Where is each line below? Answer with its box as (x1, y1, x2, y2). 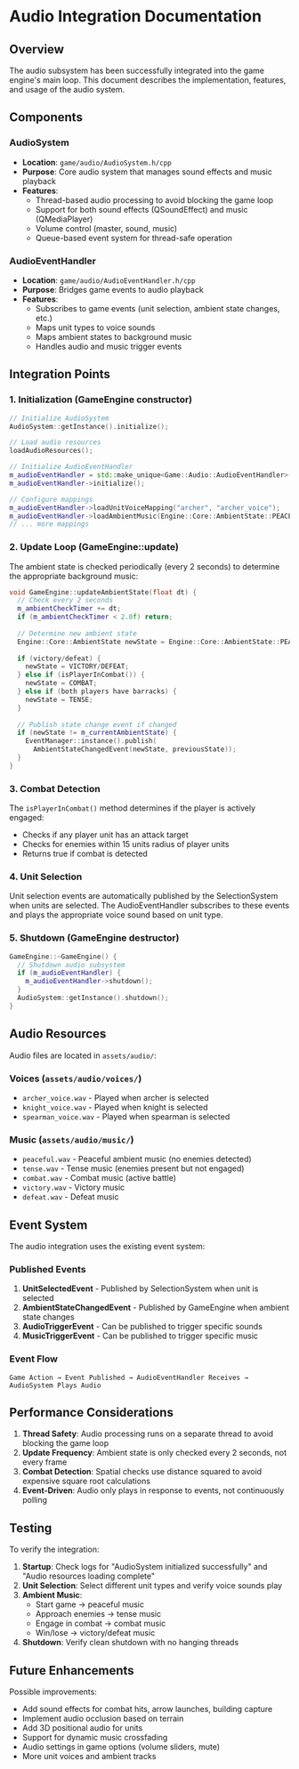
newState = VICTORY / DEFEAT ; (25, 662, 129, 671)
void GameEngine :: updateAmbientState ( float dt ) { (9, 587, 198, 597)
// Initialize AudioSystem (9, 414, 109, 423)
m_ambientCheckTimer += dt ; (17, 604, 122, 613)
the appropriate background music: (9, 570, 139, 581)
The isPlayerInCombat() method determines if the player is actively (9, 803, 256, 813)
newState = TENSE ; (25, 695, 93, 704)
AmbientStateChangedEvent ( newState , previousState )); (32, 745, 238, 754)
